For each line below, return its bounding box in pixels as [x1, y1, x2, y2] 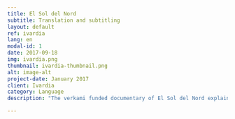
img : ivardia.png [7, 56, 58, 63]
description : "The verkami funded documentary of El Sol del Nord [7, 95, 205, 102]
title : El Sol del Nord [7, 10, 77, 17]
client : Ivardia [7, 82, 55, 89]
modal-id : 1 [7, 43, 42, 50]
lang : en [7, 36, 33, 43]
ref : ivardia [7, 29, 45, 37]
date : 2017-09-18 [7, 50, 58, 57]
